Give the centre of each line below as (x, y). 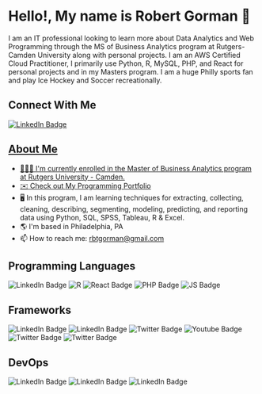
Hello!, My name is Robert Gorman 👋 (129, 16)
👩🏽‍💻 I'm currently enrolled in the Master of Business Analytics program (135, 168)
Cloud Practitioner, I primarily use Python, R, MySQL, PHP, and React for (126, 63)
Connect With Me (52, 105)
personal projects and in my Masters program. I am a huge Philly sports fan (131, 71)
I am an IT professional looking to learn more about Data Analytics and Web (131, 38)
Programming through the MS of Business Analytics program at (112, 46)
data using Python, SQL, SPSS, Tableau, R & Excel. (102, 217)
